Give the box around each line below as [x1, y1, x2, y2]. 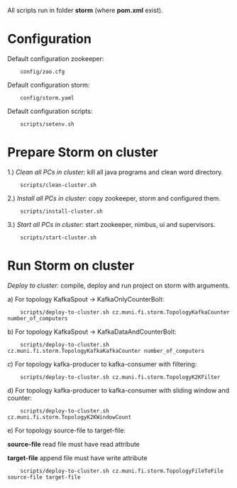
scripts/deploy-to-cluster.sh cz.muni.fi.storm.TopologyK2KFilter [20, 373, 221, 381]
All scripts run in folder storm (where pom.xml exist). [7, 6, 163, 14]
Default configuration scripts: [7, 107, 93, 115]
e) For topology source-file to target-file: [7, 426, 126, 435]
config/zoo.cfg [20, 68, 65, 75]
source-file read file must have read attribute [7, 440, 140, 448]
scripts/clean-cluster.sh [20, 181, 97, 189]
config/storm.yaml [20, 94, 75, 102]
